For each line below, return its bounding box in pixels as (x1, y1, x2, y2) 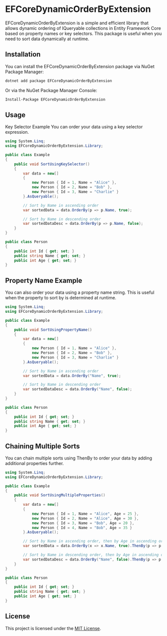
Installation (5, 50, 41, 59)
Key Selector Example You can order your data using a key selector (5, 124, 143, 130)
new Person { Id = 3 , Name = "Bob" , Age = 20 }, (31, 521, 135, 526)
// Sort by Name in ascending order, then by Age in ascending (23, 539, 157, 544)
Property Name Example (5, 276, 83, 284)
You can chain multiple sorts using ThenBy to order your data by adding (5, 455, 153, 461)
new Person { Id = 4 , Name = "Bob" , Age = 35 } (31, 525, 133, 530)
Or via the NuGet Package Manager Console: (5, 87, 97, 93)
